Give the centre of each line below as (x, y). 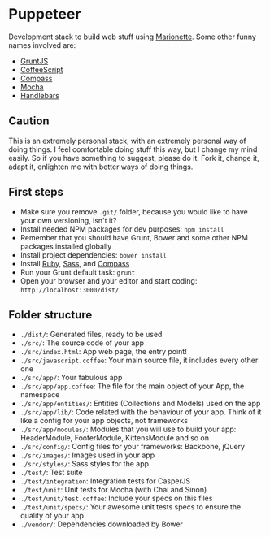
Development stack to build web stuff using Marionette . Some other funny (132, 37)
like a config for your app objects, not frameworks (104, 421)
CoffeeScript (41, 69)
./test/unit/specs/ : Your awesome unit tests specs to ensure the (131, 507)
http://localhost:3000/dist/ (70, 290)
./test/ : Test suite (51, 473)
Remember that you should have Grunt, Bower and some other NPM (134, 237)
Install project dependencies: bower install (94, 255)
